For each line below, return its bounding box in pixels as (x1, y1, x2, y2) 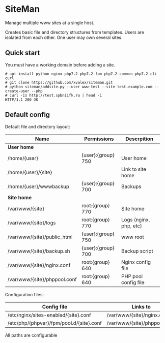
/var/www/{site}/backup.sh (7, 248, 70, 254)
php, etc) (121, 222, 142, 229)
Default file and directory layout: (5, 124, 70, 129)
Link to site (121, 166, 146, 173)
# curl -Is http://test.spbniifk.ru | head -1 (5, 93, 102, 98)
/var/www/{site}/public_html (7, 233, 73, 240)
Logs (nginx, (121, 216, 150, 223)
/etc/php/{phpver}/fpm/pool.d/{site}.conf (7, 319, 102, 326)
